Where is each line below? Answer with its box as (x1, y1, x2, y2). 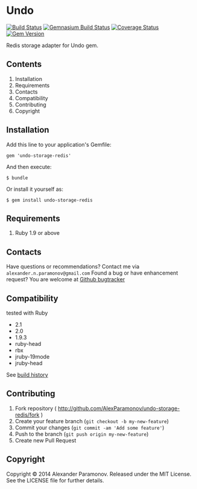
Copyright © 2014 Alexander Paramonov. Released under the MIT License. (6, 470, 192, 478)
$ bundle (6, 174, 28, 181)
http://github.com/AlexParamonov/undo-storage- (58, 404, 180, 412)
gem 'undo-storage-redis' (6, 152, 71, 159)
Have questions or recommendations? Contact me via (6, 263, 140, 270)
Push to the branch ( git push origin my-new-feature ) (14, 430, 149, 438)
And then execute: (6, 163, 52, 170)
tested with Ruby (6, 309, 48, 316)
